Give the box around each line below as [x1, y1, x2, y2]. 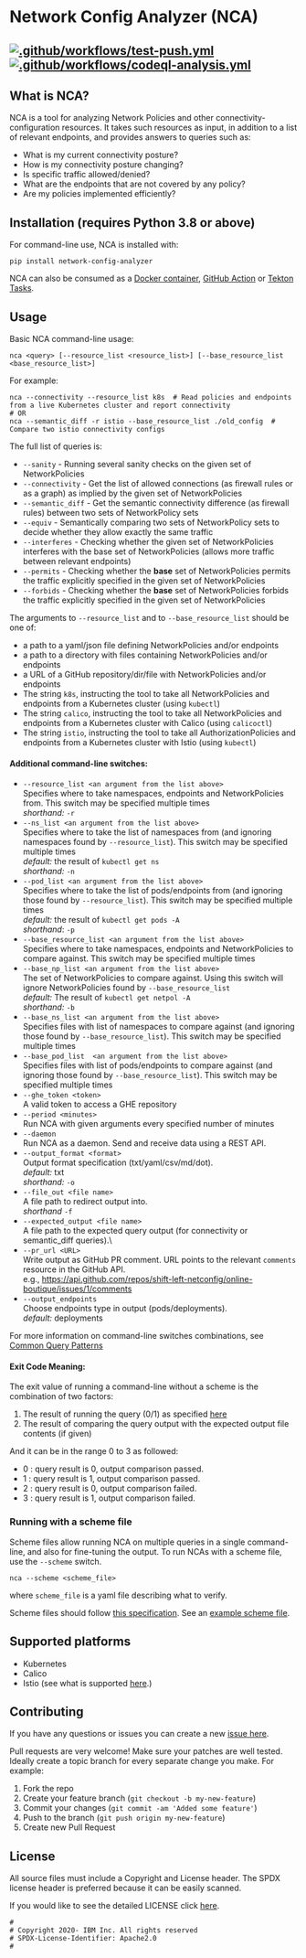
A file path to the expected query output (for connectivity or [22, 1225, 248, 1236]
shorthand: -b [22, 1001, 75, 1012]
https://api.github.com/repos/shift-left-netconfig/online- [41, 1274, 253, 1285]
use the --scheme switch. [9, 1556, 102, 1567]
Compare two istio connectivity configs [9, 425, 166, 434]
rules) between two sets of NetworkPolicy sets [22, 508, 199, 519]
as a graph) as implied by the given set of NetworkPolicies [22, 487, 243, 499]
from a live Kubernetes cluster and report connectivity [9, 401, 231, 411]
